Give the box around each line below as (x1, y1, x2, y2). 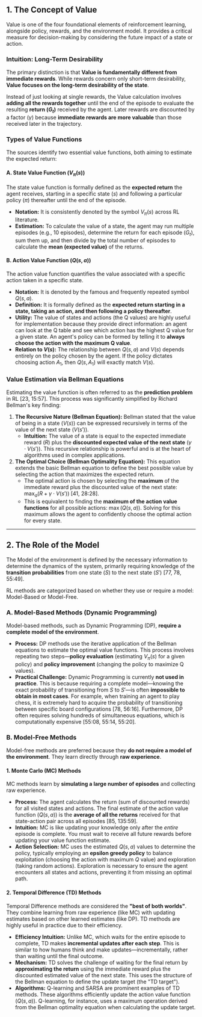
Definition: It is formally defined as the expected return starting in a (14, 301, 185, 308)
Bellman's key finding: (6, 401, 61, 409)
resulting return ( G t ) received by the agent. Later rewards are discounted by (6, 106, 195, 114)
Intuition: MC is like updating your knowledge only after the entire (14, 824, 179, 831)
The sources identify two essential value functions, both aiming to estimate (6, 149, 192, 156)
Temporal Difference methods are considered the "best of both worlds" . (6, 902, 187, 909)
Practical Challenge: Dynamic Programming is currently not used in (14, 673, 185, 681)
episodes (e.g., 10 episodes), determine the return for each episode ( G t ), (14, 229, 195, 237)
